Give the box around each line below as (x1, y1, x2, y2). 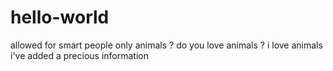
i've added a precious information (10, 49, 149, 61)
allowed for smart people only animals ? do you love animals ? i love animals (10, 39, 323, 51)
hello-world (10, 6, 110, 29)
